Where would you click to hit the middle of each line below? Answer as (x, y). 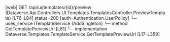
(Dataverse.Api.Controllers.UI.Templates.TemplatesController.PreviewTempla (85, 13)
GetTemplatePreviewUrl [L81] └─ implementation (56, 29)
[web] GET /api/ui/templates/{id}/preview (48, 7)
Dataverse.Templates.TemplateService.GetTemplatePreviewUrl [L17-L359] (82, 34)
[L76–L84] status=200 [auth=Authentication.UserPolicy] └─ (74, 18)
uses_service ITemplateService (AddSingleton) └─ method (66, 23)
